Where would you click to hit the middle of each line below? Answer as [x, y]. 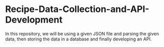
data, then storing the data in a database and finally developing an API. [78, 39]
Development [34, 20]
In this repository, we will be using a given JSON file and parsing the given [82, 33]
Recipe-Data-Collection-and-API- [77, 9]
